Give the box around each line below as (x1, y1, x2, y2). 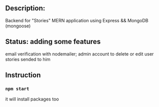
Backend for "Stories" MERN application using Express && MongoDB (5, 17, 148, 23)
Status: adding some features (5, 37, 101, 46)
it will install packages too (5, 96, 59, 102)
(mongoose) (5, 23, 31, 29)
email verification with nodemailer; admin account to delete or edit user (5, 50, 154, 57)
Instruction (5, 71, 41, 80)
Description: (5, 4, 46, 13)
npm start (5, 86, 29, 91)
